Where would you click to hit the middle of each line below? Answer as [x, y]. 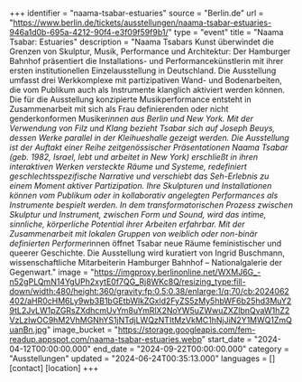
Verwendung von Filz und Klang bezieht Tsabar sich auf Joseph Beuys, [142, 128]
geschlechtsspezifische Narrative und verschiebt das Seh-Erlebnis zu [139, 176]
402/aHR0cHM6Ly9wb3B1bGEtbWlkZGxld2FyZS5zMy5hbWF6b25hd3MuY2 [151, 301]
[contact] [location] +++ [54, 368]
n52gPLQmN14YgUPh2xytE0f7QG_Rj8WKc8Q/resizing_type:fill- [128, 282]
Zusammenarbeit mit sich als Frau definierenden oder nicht [119, 109]
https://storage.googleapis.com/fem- [187, 330]
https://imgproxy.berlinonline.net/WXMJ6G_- [178, 272]
